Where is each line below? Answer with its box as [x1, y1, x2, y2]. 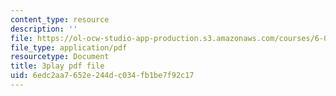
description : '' [10, 24, 78, 34]
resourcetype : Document [10, 52, 110, 62]
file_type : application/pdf [10, 42, 128, 53]
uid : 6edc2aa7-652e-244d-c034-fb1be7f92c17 [10, 71, 195, 81]
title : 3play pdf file [10, 61, 105, 71]
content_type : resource [10, 14, 110, 25]
